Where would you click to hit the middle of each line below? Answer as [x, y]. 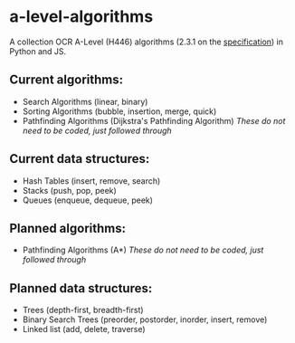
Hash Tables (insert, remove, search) [91, 181]
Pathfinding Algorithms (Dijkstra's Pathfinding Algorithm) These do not [154, 120]
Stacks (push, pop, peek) [70, 190]
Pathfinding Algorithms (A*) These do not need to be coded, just [143, 250]
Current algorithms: [67, 80]
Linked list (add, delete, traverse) [84, 329]
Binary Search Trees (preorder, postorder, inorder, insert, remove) [145, 319]
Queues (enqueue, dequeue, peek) [88, 200]
